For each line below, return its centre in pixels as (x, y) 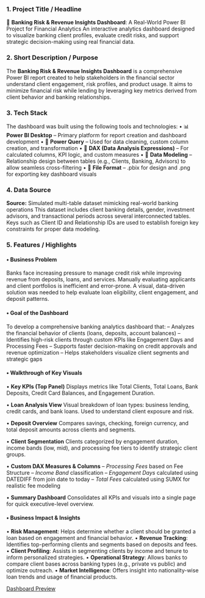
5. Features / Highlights (42, 245)
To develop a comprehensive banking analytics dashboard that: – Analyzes (100, 326)
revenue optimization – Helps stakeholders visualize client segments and (98, 352)
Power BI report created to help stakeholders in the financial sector (91, 77)
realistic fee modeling (34, 485)
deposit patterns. (28, 299)
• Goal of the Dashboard (38, 312)
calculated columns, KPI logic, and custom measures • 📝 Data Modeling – (99, 154)
